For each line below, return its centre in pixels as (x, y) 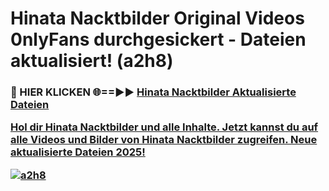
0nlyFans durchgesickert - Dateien (158, 39)
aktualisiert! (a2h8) (92, 61)
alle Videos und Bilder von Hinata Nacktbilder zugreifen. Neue (164, 140)
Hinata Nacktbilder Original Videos (157, 18)
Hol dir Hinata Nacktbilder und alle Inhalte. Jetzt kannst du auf (164, 127)
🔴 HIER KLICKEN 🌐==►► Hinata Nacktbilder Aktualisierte (153, 92)
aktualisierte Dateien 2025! (78, 152)
